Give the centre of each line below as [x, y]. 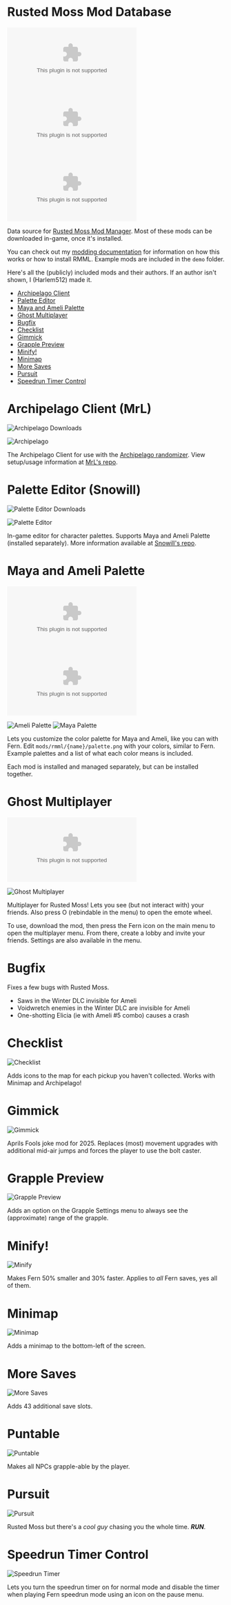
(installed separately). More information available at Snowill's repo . [102, 543]
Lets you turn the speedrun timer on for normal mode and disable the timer [113, 1587]
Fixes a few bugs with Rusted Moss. [58, 987]
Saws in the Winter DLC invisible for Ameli [77, 1000]
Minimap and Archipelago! [44, 1082]
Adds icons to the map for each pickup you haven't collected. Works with [111, 1076]
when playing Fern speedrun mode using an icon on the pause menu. [106, 1595]
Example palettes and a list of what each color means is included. [100, 753]
